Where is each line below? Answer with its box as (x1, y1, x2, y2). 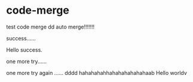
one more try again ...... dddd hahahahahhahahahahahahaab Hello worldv (6, 69, 187, 76)
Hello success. (6, 46, 43, 53)
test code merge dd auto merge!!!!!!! (6, 23, 95, 30)
